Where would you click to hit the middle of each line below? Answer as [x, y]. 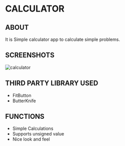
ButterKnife [24, 101]
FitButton [22, 95]
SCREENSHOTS [30, 55]
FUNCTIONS [25, 117]
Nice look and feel [31, 139]
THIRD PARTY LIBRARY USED [52, 83]
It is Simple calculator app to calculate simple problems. [62, 39]
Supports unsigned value [38, 134]
